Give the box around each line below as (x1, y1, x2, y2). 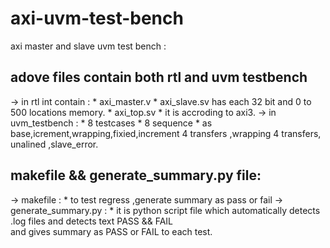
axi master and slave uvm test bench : (10, 40, 167, 52)
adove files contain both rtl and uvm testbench (10, 69, 308, 86)
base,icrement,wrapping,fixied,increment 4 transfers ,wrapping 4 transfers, (10, 127, 322, 139)
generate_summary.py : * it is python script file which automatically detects (10, 204, 321, 216)
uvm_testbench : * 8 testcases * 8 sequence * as (10, 117, 213, 129)
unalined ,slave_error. (10, 138, 99, 150)
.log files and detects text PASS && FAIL (10, 215, 174, 227)
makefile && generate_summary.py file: (10, 167, 262, 184)
